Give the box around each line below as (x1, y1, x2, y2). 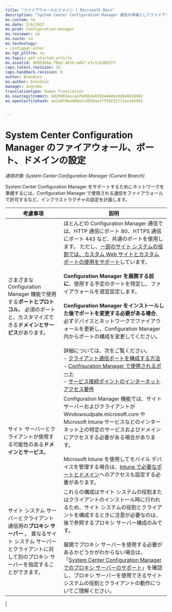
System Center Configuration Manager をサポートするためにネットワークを (5, 183, 165, 190)
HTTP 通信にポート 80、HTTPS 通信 (74, 228, 162, 235)
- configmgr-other (5, 46, 45, 51)
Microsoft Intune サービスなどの (63, 418, 141, 425)
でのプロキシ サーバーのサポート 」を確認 (63, 564, 163, 571)
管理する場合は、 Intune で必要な (78, 463, 157, 471)
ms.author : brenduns (5, 79, 50, 84)
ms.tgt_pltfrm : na (5, 50, 45, 55)
